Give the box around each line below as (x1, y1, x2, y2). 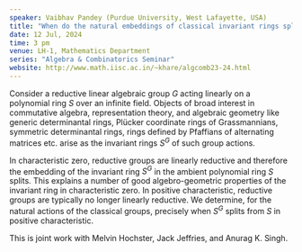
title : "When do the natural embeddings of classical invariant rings (9, 22, 280, 31)
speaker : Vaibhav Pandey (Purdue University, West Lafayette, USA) (9, 13, 268, 22)
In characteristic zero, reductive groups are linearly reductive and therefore (9, 155, 288, 166)
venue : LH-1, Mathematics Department (9, 47, 151, 56)
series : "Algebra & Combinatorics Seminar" (9, 55, 175, 64)
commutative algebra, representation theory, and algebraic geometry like (9, 107, 280, 118)
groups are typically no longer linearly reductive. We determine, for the (9, 194, 272, 205)
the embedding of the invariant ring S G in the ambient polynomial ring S (9, 164, 274, 176)
